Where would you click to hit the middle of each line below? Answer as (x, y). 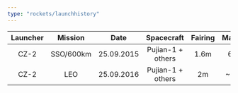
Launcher (27, 37)
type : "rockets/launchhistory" (53, 14)
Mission (71, 37)
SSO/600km (71, 54)
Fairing (203, 37)
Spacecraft (165, 37)
